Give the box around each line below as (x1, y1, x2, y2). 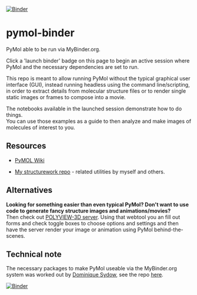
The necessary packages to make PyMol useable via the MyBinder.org (6, 265, 178, 272)
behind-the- (153, 226, 183, 233)
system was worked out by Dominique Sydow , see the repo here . (6, 271, 163, 278)
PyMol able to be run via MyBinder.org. (6, 45, 101, 53)
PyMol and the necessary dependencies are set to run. (6, 63, 139, 70)
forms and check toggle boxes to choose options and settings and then (6, 219, 179, 227)
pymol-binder (6, 27, 75, 40)
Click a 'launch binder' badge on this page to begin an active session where (6, 57, 190, 64)
